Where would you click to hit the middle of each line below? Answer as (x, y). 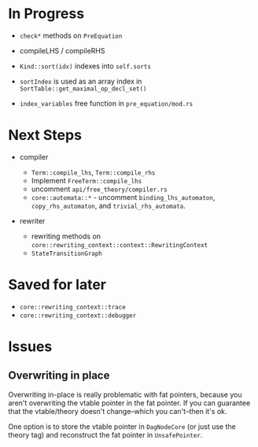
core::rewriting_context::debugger (78, 316)
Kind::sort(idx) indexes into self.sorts (85, 66)
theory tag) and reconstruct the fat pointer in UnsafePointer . (105, 434)
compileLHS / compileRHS (62, 50)
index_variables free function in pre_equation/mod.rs (106, 103)
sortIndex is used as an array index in (81, 81)
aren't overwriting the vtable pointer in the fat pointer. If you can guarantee (129, 403)
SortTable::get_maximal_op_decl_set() (83, 89)
